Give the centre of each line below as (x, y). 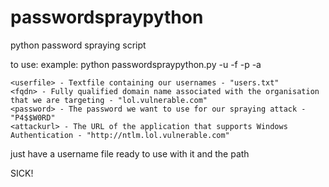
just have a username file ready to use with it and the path (130, 153)
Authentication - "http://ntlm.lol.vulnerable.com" (120, 135)
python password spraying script (78, 45)
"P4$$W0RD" (33, 117)
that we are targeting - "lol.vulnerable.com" (109, 100)
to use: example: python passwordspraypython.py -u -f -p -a (136, 64)
